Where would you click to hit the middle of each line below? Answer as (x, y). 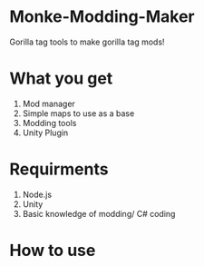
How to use (53, 251)
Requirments (59, 169)
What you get (61, 79)
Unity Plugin (45, 133)
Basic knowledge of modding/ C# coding (99, 213)
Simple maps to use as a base (78, 113)
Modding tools (49, 123)
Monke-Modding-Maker (102, 17)
